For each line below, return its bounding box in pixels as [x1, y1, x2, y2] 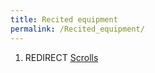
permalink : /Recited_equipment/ [10, 24, 145, 34]
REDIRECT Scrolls [24, 51, 99, 63]
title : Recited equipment [10, 14, 118, 25]
